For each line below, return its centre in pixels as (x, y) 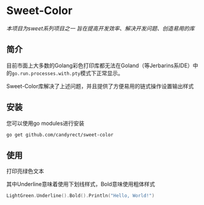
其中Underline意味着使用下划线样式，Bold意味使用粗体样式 (81, 184)
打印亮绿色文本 (25, 171)
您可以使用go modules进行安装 (45, 123)
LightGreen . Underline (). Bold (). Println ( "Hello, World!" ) (81, 196)
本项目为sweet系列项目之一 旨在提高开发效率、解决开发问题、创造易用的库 (100, 28)
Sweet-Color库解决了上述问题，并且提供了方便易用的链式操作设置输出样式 (100, 86)
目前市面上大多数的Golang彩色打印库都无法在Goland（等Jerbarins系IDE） (100, 65)
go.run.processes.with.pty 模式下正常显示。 (68, 73)
